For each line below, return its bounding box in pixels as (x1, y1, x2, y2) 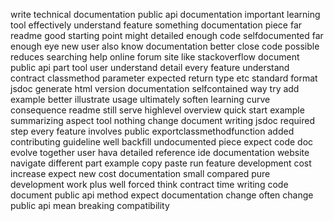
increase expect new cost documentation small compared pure (10, 168, 271, 179)
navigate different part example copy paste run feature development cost (10, 157, 312, 169)
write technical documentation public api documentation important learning (10, 9, 321, 20)
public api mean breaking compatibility (10, 200, 170, 211)
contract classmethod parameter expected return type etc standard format (10, 72, 318, 84)
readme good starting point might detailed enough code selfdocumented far (10, 30, 324, 41)
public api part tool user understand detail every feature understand (10, 62, 290, 73)
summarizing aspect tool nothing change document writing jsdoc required (10, 115, 316, 126)
